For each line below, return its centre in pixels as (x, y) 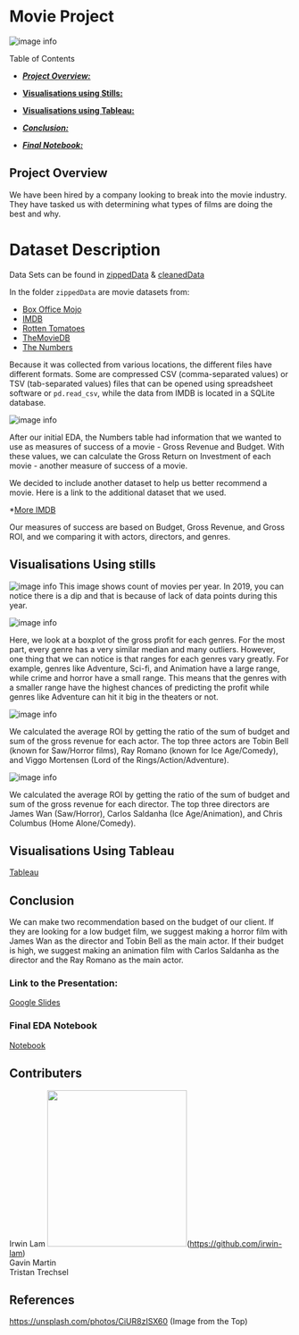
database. (28, 402)
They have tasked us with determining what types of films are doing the (141, 204)
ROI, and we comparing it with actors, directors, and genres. (120, 536)
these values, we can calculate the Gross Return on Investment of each (140, 456)
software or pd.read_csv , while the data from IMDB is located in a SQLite (142, 393)
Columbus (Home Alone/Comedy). (73, 823)
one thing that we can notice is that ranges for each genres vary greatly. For (149, 659)
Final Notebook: (52, 145)
